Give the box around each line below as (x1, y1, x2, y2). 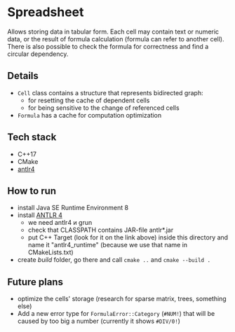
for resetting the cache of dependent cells (27, 96, 150, 104)
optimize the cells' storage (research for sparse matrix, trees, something (17, 295, 227, 303)
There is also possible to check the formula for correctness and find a (7, 42, 209, 50)
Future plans (7, 276, 63, 288)
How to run (7, 185, 57, 197)
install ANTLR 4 (17, 211, 63, 219)
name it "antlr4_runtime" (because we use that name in (27, 241, 188, 249)
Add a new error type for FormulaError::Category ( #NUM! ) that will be (17, 310, 215, 318)
